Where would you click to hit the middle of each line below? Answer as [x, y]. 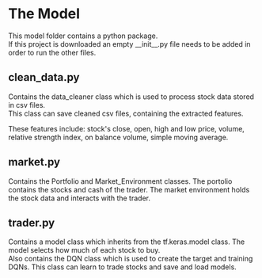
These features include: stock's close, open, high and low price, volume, [127, 128]
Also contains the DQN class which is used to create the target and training [131, 259]
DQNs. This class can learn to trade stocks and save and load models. [123, 267]
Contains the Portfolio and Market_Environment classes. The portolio [120, 181]
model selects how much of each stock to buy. [84, 250]
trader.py [32, 223]
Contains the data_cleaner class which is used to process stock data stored [131, 97]
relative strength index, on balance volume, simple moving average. [118, 137]
